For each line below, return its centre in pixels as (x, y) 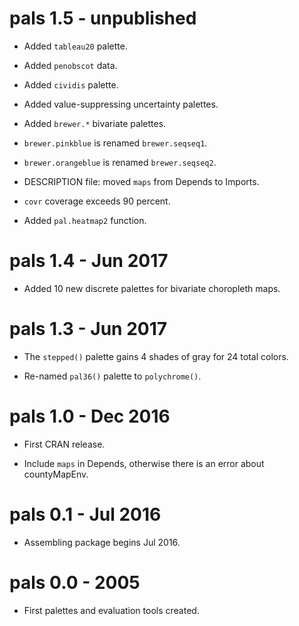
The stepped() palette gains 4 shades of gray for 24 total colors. (156, 356)
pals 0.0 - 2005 (75, 582)
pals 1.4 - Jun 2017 (89, 261)
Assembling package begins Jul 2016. (102, 542)
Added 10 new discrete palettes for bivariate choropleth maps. (152, 288)
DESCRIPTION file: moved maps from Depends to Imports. (141, 181)
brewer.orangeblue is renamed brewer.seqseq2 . (120, 162)
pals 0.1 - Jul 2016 (85, 514)
